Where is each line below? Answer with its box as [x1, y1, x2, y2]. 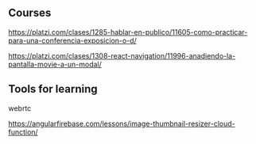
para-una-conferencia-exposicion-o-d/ [8, 36, 137, 45]
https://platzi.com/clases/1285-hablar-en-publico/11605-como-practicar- [8, 27, 248, 36]
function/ [8, 127, 38, 137]
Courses [8, 6, 52, 20]
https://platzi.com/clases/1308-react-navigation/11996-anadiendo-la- [8, 51, 236, 60]
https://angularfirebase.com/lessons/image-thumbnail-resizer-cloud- [8, 119, 236, 128]
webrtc [8, 103, 32, 113]
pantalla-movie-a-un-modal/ [8, 59, 102, 69]
